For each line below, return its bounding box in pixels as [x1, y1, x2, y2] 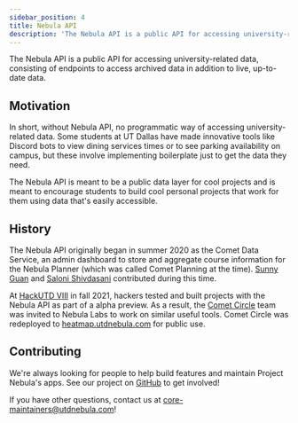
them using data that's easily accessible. [9, 196, 158, 207]
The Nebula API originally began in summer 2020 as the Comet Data [9, 245, 259, 255]
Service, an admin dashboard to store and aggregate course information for [9, 255, 286, 264]
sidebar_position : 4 [9, 12, 86, 22]
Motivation [9, 98, 71, 114]
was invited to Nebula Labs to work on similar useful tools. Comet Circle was [9, 309, 289, 319]
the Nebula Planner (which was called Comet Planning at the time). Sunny [9, 263, 278, 274]
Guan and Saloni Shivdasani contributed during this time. [9, 273, 217, 284]
